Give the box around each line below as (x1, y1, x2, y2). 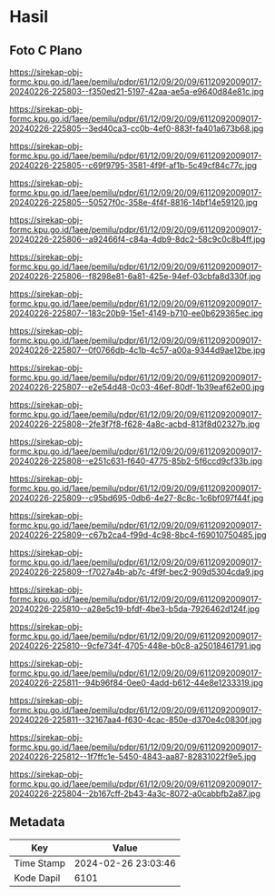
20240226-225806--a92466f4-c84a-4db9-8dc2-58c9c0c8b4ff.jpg (9, 234, 266, 245)
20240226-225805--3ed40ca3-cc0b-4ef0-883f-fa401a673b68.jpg (9, 123, 264, 134)
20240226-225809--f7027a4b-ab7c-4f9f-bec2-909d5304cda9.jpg (9, 567, 265, 577)
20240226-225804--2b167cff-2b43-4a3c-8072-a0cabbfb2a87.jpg (9, 789, 260, 799)
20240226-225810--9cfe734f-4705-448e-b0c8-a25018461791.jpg (9, 640, 261, 651)
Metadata (9, 814, 65, 830)
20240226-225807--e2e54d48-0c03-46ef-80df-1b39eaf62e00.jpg (9, 382, 265, 392)
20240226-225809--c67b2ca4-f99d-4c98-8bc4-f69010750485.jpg (9, 529, 267, 540)
